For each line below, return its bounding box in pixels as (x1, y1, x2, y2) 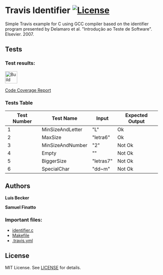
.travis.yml (12, 238, 33, 243)
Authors (5, 182, 31, 190)
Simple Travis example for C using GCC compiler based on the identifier (5, 21, 149, 27)
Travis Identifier (5, 5, 71, 16)
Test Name (51, 114, 78, 121)
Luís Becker (5, 194, 30, 201)
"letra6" (92, 134, 110, 141)
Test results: (5, 60, 35, 66)
